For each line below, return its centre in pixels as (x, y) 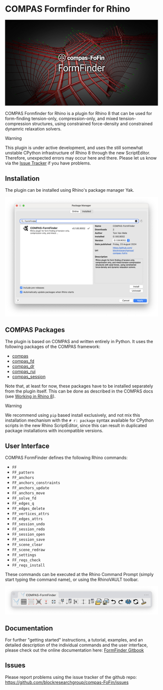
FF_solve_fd (24, 498)
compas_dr (23, 366)
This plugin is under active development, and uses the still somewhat (74, 148)
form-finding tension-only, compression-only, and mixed (62, 119)
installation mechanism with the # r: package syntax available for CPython (79, 420)
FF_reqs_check (26, 560)
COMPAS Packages (35, 330)
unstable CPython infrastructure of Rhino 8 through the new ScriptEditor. (78, 153)
